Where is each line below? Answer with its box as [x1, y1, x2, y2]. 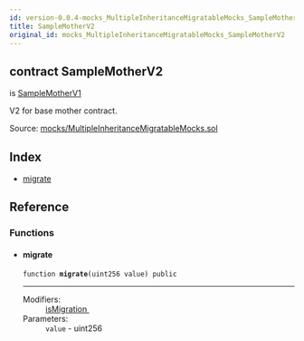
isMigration [44, 303, 88, 314]
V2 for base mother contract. [9, 105, 118, 116]
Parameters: [22, 313, 69, 324]
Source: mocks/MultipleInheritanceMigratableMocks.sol [9, 123, 219, 134]
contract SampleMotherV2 [9, 63, 164, 79]
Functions [9, 227, 54, 239]
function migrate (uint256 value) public [22, 269, 177, 278]
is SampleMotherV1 [9, 88, 81, 99]
